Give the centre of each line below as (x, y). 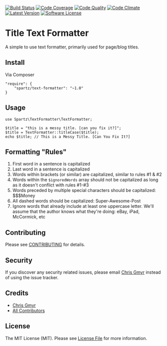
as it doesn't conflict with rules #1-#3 (51, 185)
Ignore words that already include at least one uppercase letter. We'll (83, 206)
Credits (17, 293)
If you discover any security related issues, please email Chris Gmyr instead (83, 272)
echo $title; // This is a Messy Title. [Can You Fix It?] (68, 137)
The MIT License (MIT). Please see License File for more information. (76, 338)
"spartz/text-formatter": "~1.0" (49, 88)
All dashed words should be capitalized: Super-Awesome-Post (77, 201)
